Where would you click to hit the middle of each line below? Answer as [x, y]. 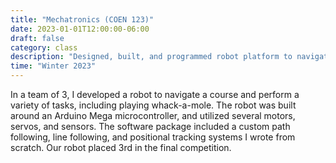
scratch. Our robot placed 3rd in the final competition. [121, 147]
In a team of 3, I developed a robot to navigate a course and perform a [155, 94]
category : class [44, 47]
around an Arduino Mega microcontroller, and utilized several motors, [153, 115]
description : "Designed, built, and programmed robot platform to [151, 57]
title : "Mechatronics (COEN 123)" [82, 19]
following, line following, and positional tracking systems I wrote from [153, 137]
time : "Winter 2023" [53, 66]
